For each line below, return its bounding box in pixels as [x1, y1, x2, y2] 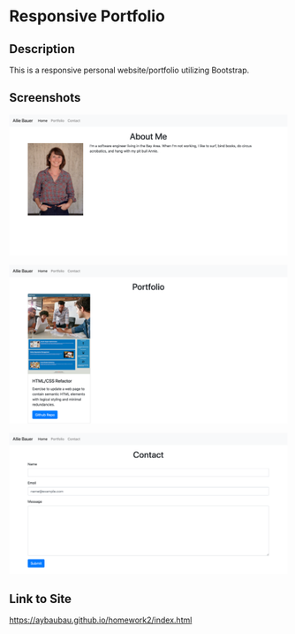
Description [9, 42, 75, 57]
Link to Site [9, 591, 72, 607]
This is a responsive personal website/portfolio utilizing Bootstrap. [9, 65, 250, 75]
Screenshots [9, 90, 81, 105]
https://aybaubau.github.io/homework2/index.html [9, 615, 193, 625]
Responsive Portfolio [9, 6, 165, 27]
